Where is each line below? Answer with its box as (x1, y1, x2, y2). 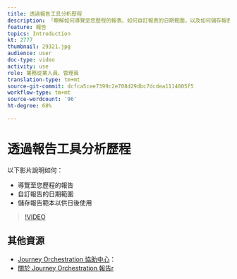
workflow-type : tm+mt (7, 89, 71, 96)
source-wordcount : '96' (7, 96, 78, 103)
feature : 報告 (7, 23, 47, 30)
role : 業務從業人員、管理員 (7, 69, 79, 76)
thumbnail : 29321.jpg (7, 43, 71, 50)
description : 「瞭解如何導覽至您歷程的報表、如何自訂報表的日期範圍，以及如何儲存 (7, 17, 222, 24)
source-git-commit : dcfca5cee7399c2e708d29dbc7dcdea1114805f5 (7, 83, 194, 90)
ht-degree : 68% (7, 102, 52, 109)
